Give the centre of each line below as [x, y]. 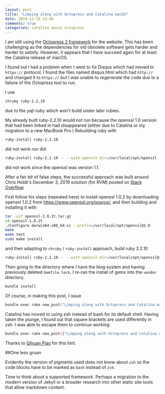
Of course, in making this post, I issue [43, 296]
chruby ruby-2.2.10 [25, 101]
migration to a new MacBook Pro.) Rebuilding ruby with [61, 130]
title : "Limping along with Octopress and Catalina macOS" [67, 14]
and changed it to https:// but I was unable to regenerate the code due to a [82, 78]
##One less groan [23, 352]
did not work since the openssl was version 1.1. [52, 167]
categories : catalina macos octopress [45, 28]
